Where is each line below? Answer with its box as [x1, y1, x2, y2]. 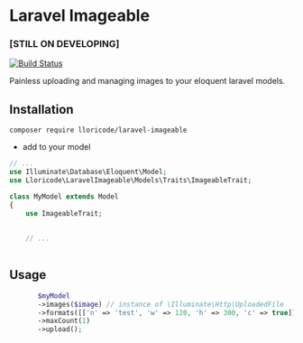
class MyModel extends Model [9, 191, 119, 201]
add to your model [22, 142, 91, 153]
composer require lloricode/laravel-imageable [9, 125, 188, 135]
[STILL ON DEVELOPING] [9, 38, 120, 51]
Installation [9, 101, 74, 117]
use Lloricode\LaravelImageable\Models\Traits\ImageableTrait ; [9, 176, 252, 185]
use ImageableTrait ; [25, 209, 103, 218]
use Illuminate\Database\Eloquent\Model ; [9, 168, 168, 177]
